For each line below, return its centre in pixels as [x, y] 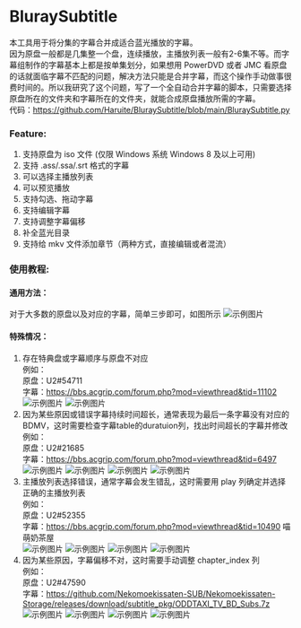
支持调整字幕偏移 [54, 222]
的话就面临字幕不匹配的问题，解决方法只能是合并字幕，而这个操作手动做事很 [150, 76]
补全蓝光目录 [46, 233]
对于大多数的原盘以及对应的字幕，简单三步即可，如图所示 [115, 314]
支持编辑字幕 [46, 210]
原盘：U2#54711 [52, 380]
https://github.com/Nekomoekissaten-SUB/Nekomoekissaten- [161, 593]
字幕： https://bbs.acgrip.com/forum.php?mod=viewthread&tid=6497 [150, 458]
